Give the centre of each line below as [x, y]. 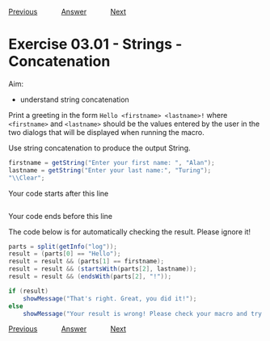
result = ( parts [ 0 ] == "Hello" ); [65, 254]
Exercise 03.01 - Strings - [95, 44]
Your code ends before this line [61, 216]
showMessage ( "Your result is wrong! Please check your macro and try [143, 314]
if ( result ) [28, 291]
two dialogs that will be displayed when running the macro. [106, 132]
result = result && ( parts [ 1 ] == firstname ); [86, 262]
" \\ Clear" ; [27, 178]
